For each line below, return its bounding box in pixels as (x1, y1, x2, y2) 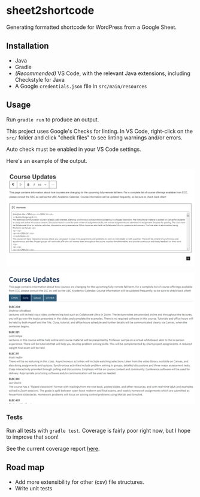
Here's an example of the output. (6, 157, 88, 164)
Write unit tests (14, 484, 53, 492)
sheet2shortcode (6, 4, 95, 17)
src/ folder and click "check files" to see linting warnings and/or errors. (6, 133, 183, 141)
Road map (6, 462, 45, 472)
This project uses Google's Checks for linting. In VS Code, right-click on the (6, 127, 193, 135)
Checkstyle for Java (14, 76, 65, 83)
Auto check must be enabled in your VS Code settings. (6, 145, 142, 153)
